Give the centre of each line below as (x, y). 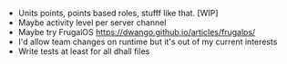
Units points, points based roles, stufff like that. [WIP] (118, 13)
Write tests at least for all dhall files (84, 51)
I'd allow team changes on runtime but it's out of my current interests (148, 41)
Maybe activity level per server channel (92, 23)
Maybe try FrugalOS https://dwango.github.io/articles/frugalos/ (137, 32)
